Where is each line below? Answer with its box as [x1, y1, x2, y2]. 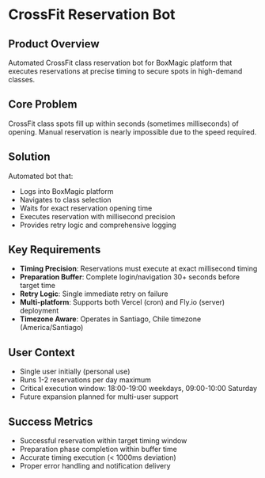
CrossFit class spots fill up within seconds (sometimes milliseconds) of [8, 119, 239, 128]
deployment [19, 306, 59, 316]
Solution [8, 150, 51, 164]
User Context [8, 346, 75, 359]
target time [19, 281, 56, 290]
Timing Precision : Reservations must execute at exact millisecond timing [19, 264, 258, 274]
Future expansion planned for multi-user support [19, 392, 179, 401]
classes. [8, 75, 36, 84]
